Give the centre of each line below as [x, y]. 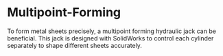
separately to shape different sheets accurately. [75, 45]
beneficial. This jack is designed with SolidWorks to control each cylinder [110, 38]
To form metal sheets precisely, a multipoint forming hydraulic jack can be [111, 31]
